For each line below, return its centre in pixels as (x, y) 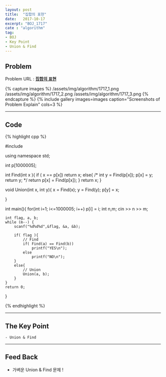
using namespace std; (28, 156)
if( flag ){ (26, 235)
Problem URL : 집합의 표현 (31, 79)
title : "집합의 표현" (26, 14)
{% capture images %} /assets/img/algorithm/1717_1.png (62, 89)
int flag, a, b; (22, 218)
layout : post (19, 10)
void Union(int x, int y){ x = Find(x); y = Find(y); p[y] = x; (62, 190)
